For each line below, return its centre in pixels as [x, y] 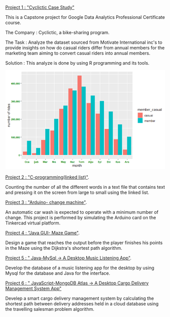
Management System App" [33, 289]
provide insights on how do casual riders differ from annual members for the [85, 48]
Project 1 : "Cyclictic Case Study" [40, 7]
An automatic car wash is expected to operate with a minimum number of [82, 212]
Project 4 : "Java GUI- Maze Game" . [42, 233]
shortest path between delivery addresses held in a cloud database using [82, 304]
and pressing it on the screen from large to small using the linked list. [77, 192]
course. [13, 23]
